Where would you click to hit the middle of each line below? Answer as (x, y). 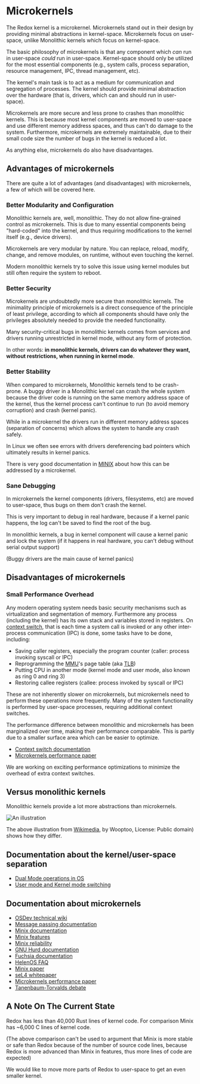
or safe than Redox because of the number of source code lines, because (97, 1045)
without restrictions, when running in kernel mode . (70, 356)
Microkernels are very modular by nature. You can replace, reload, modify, (98, 248)
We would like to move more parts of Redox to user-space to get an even (96, 1069)
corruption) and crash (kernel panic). (52, 410)
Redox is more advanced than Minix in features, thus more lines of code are (99, 1051)
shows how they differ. (34, 836)
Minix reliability (33, 943)
